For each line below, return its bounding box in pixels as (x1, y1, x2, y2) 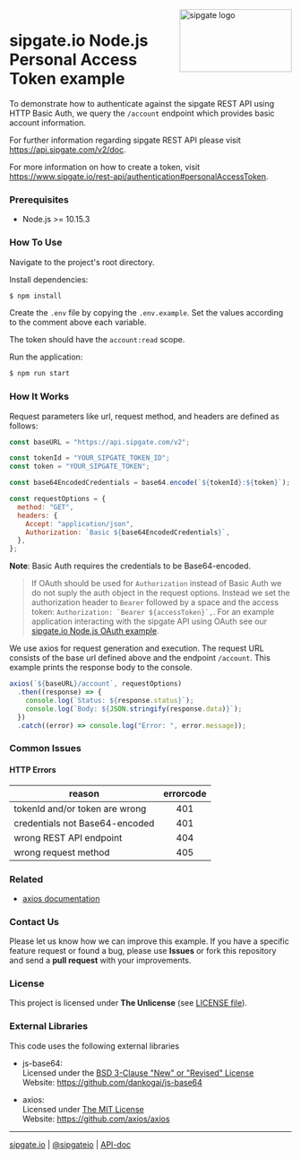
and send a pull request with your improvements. (9, 955, 192, 966)
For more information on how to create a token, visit (9, 161, 201, 172)
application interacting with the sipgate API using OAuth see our (30, 616, 267, 627)
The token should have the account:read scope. (9, 334, 185, 345)
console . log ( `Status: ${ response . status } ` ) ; (25, 696, 194, 705)
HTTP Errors (9, 764, 56, 774)
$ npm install (9, 291, 63, 300)
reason (68, 787, 100, 800)
